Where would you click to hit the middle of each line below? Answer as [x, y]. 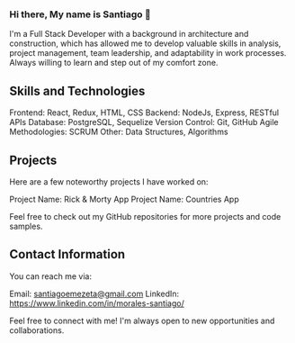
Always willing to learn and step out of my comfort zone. [114, 63]
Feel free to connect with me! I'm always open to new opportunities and [142, 320]
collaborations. [37, 330]
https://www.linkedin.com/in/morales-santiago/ [97, 303]
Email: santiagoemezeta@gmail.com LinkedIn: [94, 293]
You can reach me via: [51, 276]
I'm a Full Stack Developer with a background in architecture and [129, 34]
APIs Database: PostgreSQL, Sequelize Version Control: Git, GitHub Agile [144, 122]
